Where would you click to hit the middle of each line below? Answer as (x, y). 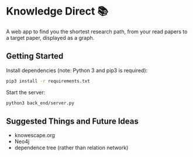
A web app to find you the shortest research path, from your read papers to (97, 31)
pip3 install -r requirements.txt (48, 81)
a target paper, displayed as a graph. (50, 37)
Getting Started (35, 56)
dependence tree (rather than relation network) (71, 148)
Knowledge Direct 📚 (57, 11)
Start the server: (26, 92)
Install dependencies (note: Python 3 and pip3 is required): (77, 70)
